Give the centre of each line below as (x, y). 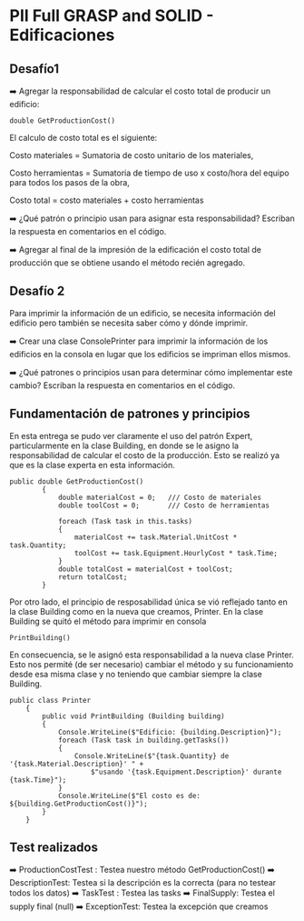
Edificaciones (62, 35)
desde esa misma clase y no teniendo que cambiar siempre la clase (136, 674)
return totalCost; (93, 577)
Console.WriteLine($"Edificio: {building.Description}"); (170, 732)
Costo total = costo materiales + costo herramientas (107, 200)
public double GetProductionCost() (77, 481)
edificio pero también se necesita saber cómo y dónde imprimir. (128, 323)
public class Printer (50, 700)
